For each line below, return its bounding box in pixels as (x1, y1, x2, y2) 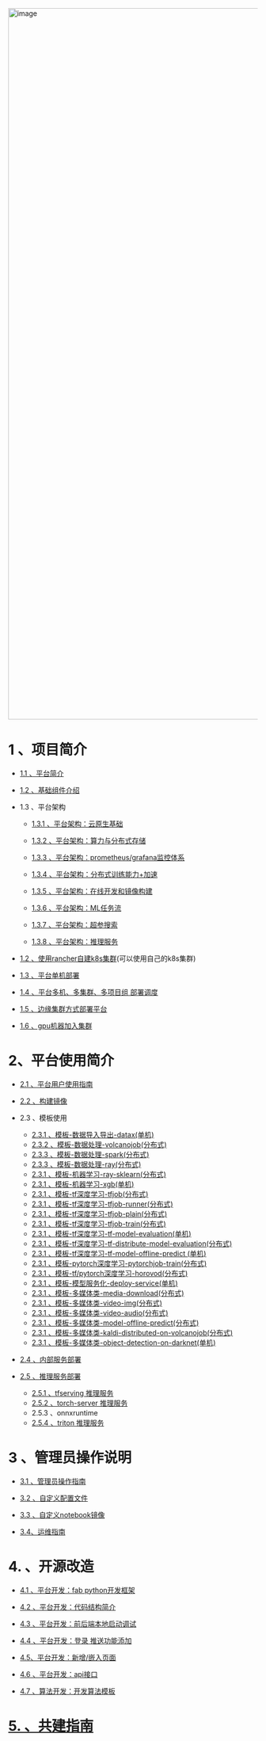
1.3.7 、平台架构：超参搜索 (31, 920, 118, 929)
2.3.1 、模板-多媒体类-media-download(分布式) (31, 1288, 184, 1297)
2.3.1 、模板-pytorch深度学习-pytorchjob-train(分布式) (31, 1259, 207, 1268)
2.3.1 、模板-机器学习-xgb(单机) (31, 1179, 135, 1189)
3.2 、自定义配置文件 (19, 1493, 89, 1503)
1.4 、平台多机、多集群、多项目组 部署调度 (19, 987, 158, 996)
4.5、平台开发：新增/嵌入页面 (19, 1652, 116, 1662)
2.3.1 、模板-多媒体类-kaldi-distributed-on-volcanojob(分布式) (31, 1328, 234, 1337)
